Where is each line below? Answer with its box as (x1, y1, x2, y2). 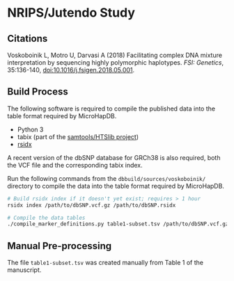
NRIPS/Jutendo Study (7, 5, 136, 21)
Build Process (7, 86, 68, 98)
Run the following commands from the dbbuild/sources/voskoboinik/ (7, 174, 206, 182)
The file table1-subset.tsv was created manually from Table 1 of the (7, 259, 204, 267)
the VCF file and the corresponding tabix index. (7, 161, 143, 169)
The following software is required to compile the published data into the (7, 104, 216, 113)
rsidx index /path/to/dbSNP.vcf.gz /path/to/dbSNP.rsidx (7, 202, 176, 209)
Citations (7, 33, 48, 45)
